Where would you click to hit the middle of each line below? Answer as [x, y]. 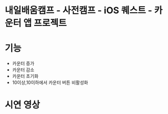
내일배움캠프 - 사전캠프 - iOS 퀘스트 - [79, 10]
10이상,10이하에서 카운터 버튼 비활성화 [50, 82]
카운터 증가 [23, 64]
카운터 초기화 [25, 76]
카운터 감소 [23, 70]
